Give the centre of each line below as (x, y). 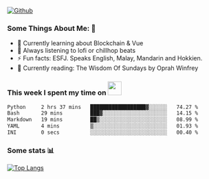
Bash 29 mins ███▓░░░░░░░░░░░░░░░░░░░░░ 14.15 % (102, 113)
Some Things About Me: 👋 (52, 28)
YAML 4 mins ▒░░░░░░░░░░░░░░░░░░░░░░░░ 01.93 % (102, 126)
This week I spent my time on (57, 93)
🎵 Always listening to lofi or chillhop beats (76, 51)
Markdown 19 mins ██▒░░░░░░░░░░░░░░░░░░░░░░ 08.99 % (102, 120)
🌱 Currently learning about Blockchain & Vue (80, 43)
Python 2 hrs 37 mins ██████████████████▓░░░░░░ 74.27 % (102, 107)
